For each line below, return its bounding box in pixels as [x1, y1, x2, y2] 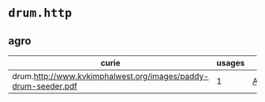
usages [216, 58, 245, 68]
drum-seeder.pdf [12, 81, 77, 92]
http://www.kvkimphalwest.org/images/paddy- [33, 71, 209, 81]
